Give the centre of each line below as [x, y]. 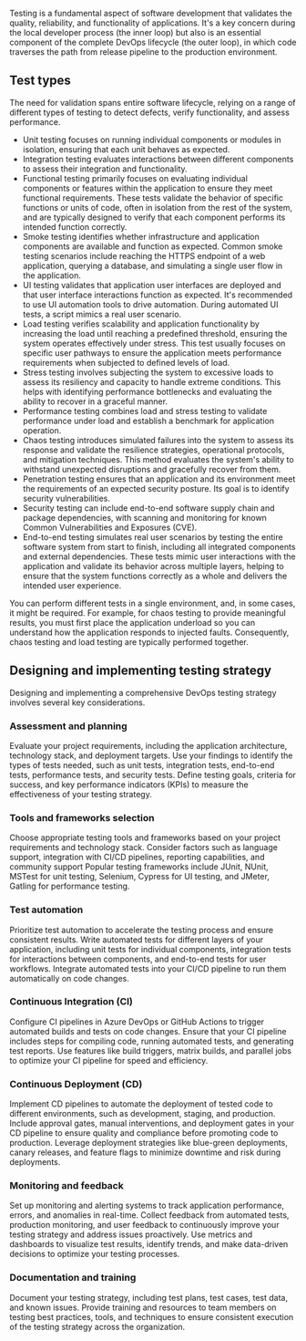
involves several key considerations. [77, 702]
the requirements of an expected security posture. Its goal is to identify [156, 488]
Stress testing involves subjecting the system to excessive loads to [148, 372]
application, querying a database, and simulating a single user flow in [153, 265]
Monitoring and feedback [67, 1186]
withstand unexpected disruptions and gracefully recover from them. [152, 469]
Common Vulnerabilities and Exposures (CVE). [110, 527]
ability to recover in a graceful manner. [95, 401]
